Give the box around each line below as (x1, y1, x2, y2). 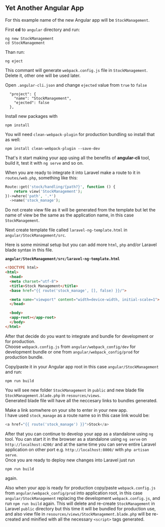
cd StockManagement (5, 40, 45, 45)
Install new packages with (5, 113, 58, 119)
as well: (5, 137, 21, 142)
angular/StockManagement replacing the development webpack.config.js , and (5, 495, 160, 501)
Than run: (5, 49, 25, 55)
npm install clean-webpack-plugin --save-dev (5, 146, 100, 151)
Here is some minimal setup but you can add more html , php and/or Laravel (5, 242, 157, 248)
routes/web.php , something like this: (5, 175, 78, 180)
